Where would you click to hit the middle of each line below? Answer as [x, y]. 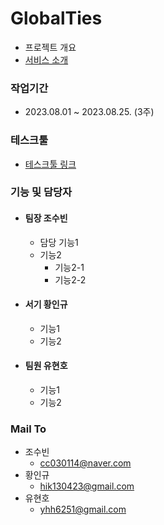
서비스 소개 [46, 59]
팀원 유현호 [46, 366]
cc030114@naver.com [85, 463]
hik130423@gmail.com [87, 486]
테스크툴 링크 [50, 164]
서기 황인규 [46, 304]
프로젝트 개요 [50, 47]
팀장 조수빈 [46, 218]
